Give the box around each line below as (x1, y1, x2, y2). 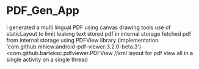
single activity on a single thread (6, 56, 89, 63)
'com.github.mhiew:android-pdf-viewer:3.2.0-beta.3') (6, 43, 142, 50)
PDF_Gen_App (6, 4, 79, 18)
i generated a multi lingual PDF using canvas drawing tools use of (6, 24, 171, 31)
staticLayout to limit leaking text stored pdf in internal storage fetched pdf (6, 30, 191, 37)
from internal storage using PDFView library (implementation (6, 36, 159, 44)
